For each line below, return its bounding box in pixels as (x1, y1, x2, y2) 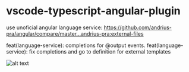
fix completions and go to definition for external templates (29, 48, 171, 55)
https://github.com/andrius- (103, 24, 172, 31)
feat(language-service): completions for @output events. (6, 42, 146, 49)
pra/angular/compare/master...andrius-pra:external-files (6, 30, 144, 37)
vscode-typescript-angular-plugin (6, 4, 181, 18)
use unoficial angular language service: (6, 24, 103, 31)
